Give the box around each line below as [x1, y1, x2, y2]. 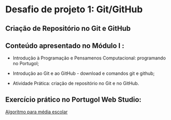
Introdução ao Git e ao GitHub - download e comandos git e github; [12, 70, 155, 76]
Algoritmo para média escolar [5, 109, 68, 115]
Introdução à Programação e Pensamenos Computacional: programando [12, 55, 166, 61]
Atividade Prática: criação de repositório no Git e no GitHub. [12, 81, 139, 87]
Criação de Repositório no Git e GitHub [5, 24, 131, 33]
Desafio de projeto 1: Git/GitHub [5, 4, 143, 15]
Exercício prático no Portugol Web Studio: [5, 95, 142, 104]
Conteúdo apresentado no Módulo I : [5, 41, 124, 50]
